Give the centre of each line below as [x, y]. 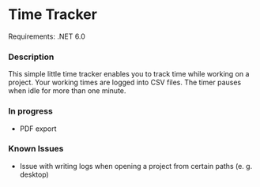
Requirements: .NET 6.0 [47, 36]
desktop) [34, 174]
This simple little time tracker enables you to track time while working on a [129, 74]
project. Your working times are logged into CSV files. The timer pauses [125, 82]
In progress [30, 111]
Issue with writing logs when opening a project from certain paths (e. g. [136, 166]
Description [31, 57]
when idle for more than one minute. [67, 91]
